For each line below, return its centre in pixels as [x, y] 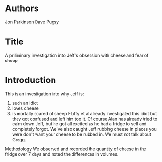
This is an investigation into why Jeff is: [45, 94]
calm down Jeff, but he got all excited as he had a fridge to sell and [79, 124]
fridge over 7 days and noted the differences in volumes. [62, 154]
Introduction [31, 80]
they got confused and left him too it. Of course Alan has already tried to [85, 119]
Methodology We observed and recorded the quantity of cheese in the [76, 149]
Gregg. [19, 139]
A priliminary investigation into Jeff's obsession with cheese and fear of [77, 55]
